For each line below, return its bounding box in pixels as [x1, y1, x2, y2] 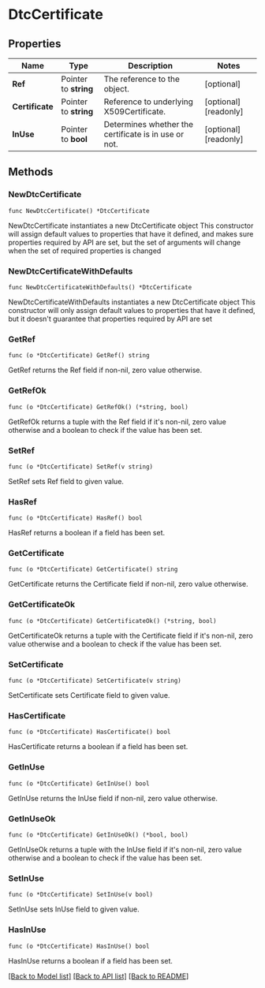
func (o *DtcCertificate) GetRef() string [8, 352, 150, 360]
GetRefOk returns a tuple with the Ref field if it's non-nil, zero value [8, 416, 226, 427]
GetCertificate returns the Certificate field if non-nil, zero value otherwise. [8, 580, 248, 589]
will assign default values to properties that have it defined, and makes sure [8, 229, 254, 238]
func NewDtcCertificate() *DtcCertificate [8, 207, 150, 214]
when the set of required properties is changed [8, 246, 162, 255]
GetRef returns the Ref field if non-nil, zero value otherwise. [8, 365, 203, 375]
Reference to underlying [103, 96, 193, 107]
